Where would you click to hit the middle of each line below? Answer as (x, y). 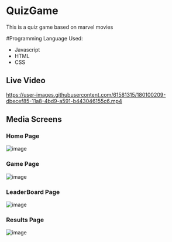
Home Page (23, 136)
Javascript (27, 50)
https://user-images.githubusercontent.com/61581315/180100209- (86, 94)
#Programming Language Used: (44, 38)
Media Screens (34, 119)
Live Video (26, 81)
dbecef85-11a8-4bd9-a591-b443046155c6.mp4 (64, 101)
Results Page (25, 220)
